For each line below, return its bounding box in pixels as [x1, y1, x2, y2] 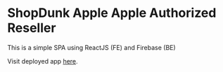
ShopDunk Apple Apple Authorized [7, 5, 217, 21]
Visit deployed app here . [7, 56, 79, 65]
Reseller [7, 20, 56, 36]
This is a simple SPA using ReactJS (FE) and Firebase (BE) [7, 43, 176, 52]
